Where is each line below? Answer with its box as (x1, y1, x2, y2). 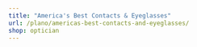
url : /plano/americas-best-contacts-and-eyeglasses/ (8, 19, 190, 27)
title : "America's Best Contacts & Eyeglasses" (8, 11, 172, 20)
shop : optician (8, 26, 60, 34)
